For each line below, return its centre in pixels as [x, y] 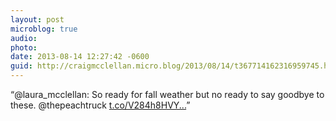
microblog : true [44, 29]
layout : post [37, 19]
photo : [24, 47]
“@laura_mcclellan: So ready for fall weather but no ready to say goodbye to [167, 94]
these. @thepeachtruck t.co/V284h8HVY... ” [100, 105]
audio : [24, 38]
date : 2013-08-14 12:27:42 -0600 [80, 57]
